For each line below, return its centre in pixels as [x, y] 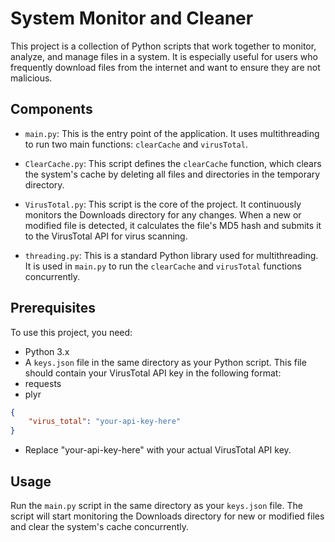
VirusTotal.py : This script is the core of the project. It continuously [163, 204]
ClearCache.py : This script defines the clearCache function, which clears [173, 163]
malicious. [31, 78]
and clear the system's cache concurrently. [99, 526]
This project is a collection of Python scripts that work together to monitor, [163, 46]
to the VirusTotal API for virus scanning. [106, 236]
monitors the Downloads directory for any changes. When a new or [163, 214]
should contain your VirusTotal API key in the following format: [153, 373]
